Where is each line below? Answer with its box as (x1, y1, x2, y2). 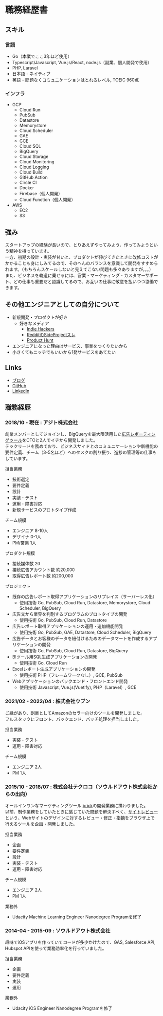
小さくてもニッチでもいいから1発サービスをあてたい (12, 349, 116, 355)
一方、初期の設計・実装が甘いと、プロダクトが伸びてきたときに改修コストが (5, 254, 159, 260)
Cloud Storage (19, 154, 49, 159)
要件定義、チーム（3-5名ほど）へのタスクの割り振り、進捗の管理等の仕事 (5, 449, 153, 455)
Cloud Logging (19, 164, 50, 170)
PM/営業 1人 (12, 540, 36, 546)
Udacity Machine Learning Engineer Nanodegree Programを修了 (12, 914, 142, 920)
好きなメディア (19, 320, 50, 326)
